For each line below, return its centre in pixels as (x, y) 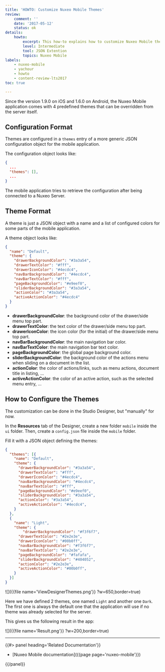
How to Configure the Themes (52, 399)
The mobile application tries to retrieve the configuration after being (74, 191)
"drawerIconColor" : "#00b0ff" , (50, 541)
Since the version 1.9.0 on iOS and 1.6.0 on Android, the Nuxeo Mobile (76, 101)
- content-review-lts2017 (41, 78)
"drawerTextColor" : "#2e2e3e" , (50, 537)
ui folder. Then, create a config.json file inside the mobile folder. (71, 431)
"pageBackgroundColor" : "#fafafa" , (55, 555)
